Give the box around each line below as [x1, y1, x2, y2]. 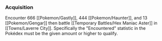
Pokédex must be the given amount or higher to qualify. [5, 31, 118, 37]
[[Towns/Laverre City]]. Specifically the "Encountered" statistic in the [5, 25, 146, 31]
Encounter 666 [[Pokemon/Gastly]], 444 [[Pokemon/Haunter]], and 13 [5, 15, 148, 21]
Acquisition [5, 4, 34, 11]
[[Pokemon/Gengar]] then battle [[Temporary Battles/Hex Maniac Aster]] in [5, 20, 158, 26]
